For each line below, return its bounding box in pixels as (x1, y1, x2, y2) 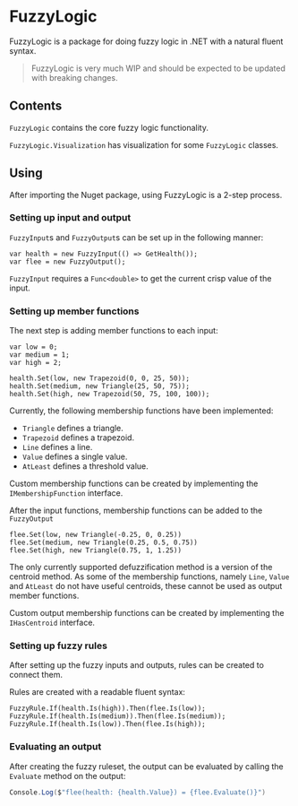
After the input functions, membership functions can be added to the (9, 505, 263, 516)
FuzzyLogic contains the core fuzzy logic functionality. (9, 122, 209, 133)
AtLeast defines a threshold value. (21, 461, 149, 472)
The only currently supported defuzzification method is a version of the (9, 562, 273, 573)
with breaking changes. (30, 72, 118, 82)
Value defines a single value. (21, 451, 128, 463)
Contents (9, 99, 63, 114)
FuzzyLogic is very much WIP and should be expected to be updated (30, 63, 286, 74)
